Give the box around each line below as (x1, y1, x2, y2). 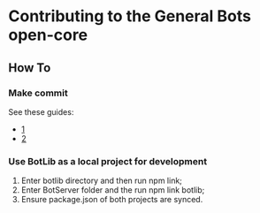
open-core (8, 25, 88, 45)
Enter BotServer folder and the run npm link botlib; (20, 185, 205, 195)
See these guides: (8, 106, 74, 117)
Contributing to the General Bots (8, 6, 251, 27)
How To (8, 60, 51, 75)
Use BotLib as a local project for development (8, 155, 208, 167)
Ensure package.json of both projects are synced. (20, 194, 203, 205)
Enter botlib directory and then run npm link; (20, 175, 183, 186)
